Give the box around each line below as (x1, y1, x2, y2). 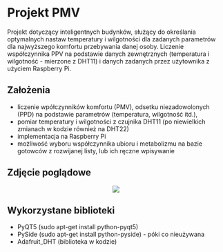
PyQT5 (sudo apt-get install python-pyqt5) (17, 223, 139, 231)
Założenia (7, 84, 50, 96)
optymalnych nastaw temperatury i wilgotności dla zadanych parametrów (7, 35, 216, 43)
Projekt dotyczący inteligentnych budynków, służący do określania (7, 28, 197, 36)
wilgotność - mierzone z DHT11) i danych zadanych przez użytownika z (7, 57, 210, 65)
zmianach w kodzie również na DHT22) (17, 124, 130, 133)
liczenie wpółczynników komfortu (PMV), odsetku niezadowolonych (17, 102, 211, 111)
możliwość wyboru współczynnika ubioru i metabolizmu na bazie (17, 139, 202, 148)
